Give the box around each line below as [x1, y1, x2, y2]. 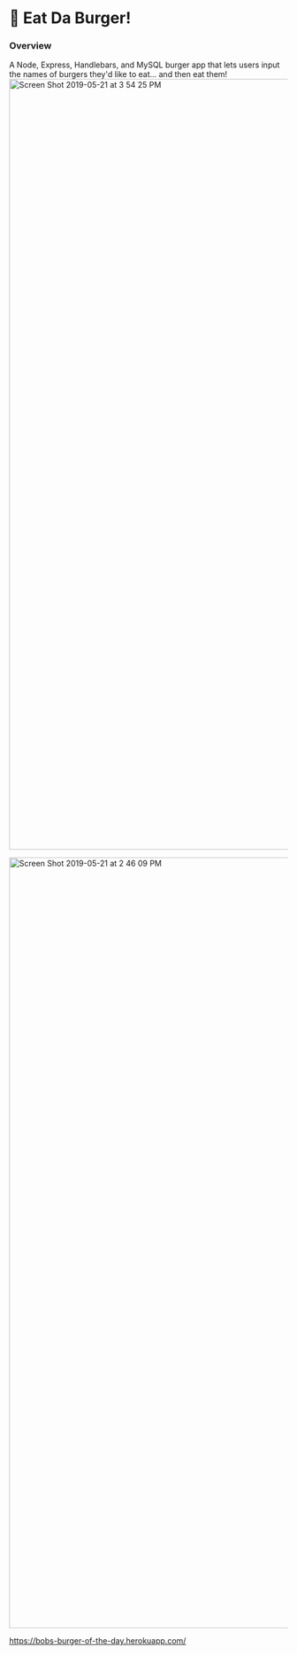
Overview [9, 40, 52, 52]
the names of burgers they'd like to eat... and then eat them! [9, 69, 228, 80]
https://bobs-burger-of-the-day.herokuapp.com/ [9, 1636, 187, 1646]
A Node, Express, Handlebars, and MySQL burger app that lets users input [9, 59, 280, 70]
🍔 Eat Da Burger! [9, 8, 132, 28]
